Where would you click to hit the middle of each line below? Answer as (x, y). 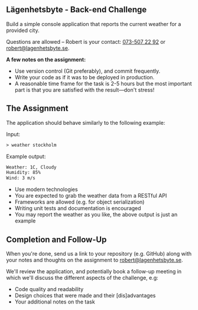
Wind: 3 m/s (21, 178)
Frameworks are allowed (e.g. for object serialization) (79, 202)
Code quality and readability (49, 289)
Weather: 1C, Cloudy (32, 167)
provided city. (23, 30)
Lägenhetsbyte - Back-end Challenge (76, 10)
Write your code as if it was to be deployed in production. (85, 77)
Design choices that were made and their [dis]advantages (85, 295)
